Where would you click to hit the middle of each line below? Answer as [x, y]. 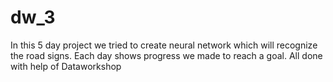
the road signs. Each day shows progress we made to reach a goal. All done [166, 55]
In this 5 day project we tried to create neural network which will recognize [164, 45]
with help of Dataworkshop [66, 66]
